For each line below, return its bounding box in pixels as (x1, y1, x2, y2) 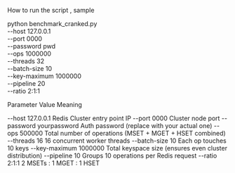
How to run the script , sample (7, 6, 95, 14)
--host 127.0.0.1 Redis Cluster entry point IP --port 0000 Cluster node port (7, 114, 220, 122)
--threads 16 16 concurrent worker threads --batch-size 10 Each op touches (7, 136, 227, 145)
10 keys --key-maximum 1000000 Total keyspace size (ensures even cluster (7, 144, 228, 152)
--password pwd (7, 42, 56, 50)
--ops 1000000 (7, 49, 51, 58)
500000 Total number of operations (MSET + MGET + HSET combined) (20, 129, 226, 137)
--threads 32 (7, 57, 45, 65)
